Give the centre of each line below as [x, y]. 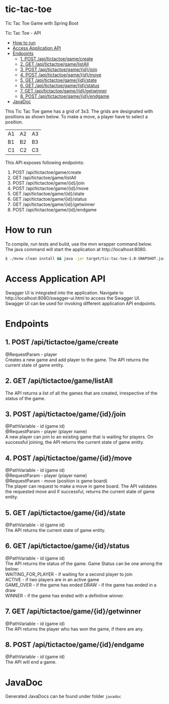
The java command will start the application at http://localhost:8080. [76, 249]
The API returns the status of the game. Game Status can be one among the [84, 563]
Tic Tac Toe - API [23, 33]
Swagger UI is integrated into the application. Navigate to [64, 292]
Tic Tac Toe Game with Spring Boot [42, 23]
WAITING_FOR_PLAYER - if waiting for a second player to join [69, 574]
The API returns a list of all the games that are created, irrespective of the [81, 393]
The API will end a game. [31, 662]
